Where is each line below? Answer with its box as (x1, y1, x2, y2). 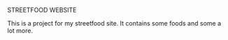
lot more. (7, 27, 34, 34)
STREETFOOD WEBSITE (7, 6, 77, 14)
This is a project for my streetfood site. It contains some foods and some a (7, 19, 222, 27)
